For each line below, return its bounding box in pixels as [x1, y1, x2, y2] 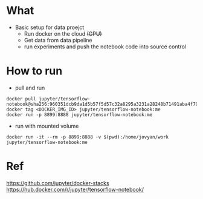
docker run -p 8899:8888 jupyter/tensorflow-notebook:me [6, 111, 153, 118]
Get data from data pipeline [24, 36, 92, 44]
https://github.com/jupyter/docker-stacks [6, 179, 110, 186]
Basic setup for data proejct [14, 24, 85, 31]
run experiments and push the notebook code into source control [24, 43, 186, 50]
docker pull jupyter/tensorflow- [6, 96, 91, 102]
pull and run [14, 84, 45, 91]
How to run [6, 64, 63, 78]
